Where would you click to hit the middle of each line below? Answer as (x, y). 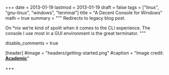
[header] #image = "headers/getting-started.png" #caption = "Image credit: (84, 53)
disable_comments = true (32, 43)
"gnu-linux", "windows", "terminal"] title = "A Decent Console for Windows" (84, 13)
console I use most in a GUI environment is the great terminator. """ (76, 33)
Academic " (17, 58)
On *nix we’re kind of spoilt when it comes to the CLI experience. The (78, 28)
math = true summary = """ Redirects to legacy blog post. (65, 18)
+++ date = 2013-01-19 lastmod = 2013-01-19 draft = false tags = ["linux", (82, 7)
